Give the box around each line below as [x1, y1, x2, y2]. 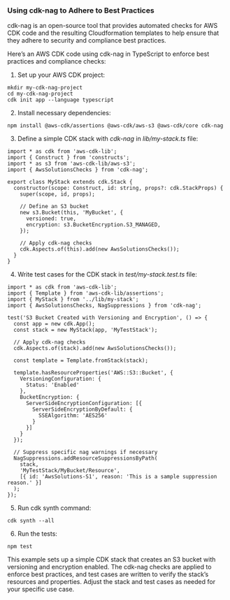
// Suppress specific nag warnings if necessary [13, 449, 158, 456]
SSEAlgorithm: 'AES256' [38, 412, 108, 419]
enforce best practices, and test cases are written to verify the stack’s [7, 570, 209, 578]
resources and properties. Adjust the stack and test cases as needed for [7, 578, 215, 586]
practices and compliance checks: [7, 57, 106, 66]
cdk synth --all [7, 518, 55, 525]
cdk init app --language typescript [7, 96, 114, 103]
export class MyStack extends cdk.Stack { [7, 179, 133, 186]
